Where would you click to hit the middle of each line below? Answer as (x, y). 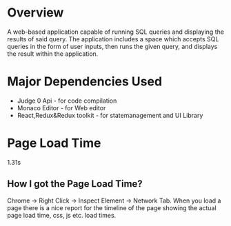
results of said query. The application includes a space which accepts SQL (113, 39)
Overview (36, 13)
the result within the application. (53, 54)
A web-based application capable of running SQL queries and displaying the (115, 32)
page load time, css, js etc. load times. (62, 215)
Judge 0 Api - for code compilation (67, 101)
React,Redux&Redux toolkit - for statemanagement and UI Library (110, 115)
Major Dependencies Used (85, 82)
